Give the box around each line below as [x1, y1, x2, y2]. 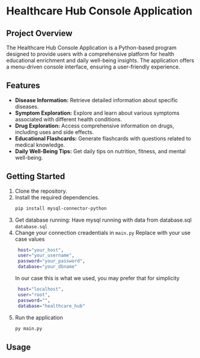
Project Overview [6, 28, 73, 38]
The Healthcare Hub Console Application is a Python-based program [6, 44, 177, 51]
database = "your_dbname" [17, 264, 77, 270]
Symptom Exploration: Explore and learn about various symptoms [14, 109, 180, 117]
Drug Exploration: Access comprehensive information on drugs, [14, 122, 174, 129]
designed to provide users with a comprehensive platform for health [6, 50, 175, 58]
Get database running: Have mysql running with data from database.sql [14, 216, 192, 223]
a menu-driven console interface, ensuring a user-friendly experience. [6, 63, 181, 70]
